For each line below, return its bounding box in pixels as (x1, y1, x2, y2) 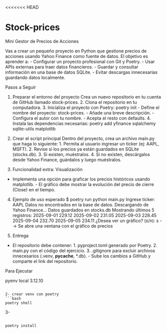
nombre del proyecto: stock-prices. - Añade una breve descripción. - (12, 109, 155, 115)
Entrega (12, 232, 29, 238)
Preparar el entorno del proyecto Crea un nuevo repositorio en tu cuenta (12, 93, 161, 99)
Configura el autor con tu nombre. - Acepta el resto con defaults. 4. (12, 115, 151, 121)
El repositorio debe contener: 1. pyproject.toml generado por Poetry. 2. (12, 242, 158, 248)
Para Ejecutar (5, 267, 33, 274)
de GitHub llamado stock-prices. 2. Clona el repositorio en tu (12, 99, 137, 105)
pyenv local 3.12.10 (5, 277, 43, 283)
